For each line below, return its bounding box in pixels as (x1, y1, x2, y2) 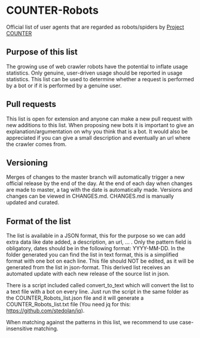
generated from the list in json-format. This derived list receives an (6, 264, 171, 271)
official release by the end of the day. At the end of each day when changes (6, 180, 193, 187)
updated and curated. (6, 199, 60, 206)
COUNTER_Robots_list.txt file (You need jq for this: (6, 301, 131, 308)
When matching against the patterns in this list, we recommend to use (6, 319, 179, 326)
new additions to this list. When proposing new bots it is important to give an (6, 121, 194, 128)
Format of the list (6, 216, 71, 226)
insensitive (6, 325, 33, 332)
